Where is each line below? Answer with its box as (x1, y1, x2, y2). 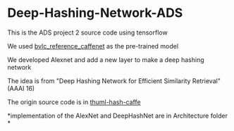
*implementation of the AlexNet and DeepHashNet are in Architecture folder (7, 111, 228, 120)
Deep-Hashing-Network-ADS (7, 5, 183, 21)
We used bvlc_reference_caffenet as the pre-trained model (7, 42, 178, 50)
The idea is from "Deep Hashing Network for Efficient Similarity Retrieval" (7, 76, 221, 85)
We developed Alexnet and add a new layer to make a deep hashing (7, 55, 204, 64)
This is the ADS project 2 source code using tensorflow (7, 28, 168, 37)
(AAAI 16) (7, 84, 35, 92)
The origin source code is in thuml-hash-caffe (7, 97, 141, 106)
